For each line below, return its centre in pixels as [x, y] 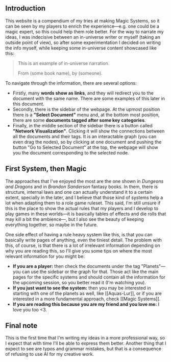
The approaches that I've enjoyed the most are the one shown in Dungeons [84, 181]
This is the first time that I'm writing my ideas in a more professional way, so [85, 338]
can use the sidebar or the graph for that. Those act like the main [90, 271]
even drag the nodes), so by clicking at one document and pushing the [87, 142]
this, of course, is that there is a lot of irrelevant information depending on [83, 245]
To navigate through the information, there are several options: [71, 83]
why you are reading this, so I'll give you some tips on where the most [79, 251]
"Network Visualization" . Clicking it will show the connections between [89, 131]
